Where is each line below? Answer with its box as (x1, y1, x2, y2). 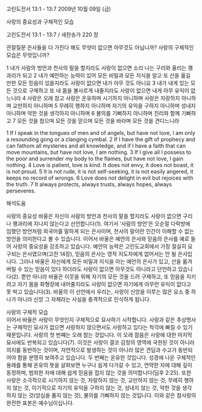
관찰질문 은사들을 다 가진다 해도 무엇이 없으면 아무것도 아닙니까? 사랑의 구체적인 (6, 44, 194, 51)
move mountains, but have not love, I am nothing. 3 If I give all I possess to (6, 149, 192, 155)
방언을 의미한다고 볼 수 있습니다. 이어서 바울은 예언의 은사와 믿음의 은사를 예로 (6, 235, 190, 242)
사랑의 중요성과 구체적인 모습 (6, 18, 74, 25)
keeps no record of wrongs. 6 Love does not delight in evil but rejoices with (6, 174, 194, 181)
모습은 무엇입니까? (6, 51, 50, 59)
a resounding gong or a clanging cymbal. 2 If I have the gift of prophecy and (6, 136, 195, 143)
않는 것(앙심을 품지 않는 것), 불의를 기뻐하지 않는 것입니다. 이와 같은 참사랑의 (17, 392, 197, 399)
